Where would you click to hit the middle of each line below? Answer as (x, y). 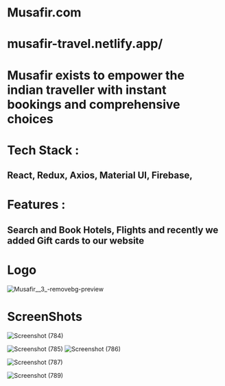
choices (30, 119)
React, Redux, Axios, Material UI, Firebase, (100, 176)
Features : (36, 205)
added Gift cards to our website (76, 241)
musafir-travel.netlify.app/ (85, 44)
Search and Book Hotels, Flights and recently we (113, 230)
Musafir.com (44, 13)
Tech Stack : (43, 150)
